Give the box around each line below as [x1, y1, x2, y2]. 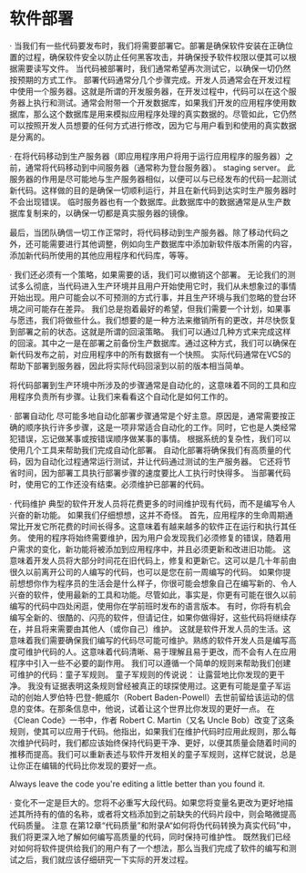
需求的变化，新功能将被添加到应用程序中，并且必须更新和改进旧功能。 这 [16, 543, 291, 554]
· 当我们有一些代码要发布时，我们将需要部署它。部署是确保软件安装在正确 [9, 40, 285, 51]
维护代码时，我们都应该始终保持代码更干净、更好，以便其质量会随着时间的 [16, 737, 297, 748]
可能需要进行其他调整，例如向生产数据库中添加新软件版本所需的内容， [33, 238, 297, 249]
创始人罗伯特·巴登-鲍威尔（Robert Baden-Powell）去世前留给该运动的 [25, 692, 287, 703]
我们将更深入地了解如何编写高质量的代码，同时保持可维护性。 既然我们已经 [9, 831, 291, 842]
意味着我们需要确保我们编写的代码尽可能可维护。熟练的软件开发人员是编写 [9, 634, 289, 645]
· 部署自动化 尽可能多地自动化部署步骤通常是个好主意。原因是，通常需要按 [9, 410, 288, 421]
